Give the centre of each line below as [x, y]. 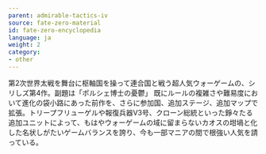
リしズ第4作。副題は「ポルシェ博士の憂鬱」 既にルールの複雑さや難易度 [126, 92]
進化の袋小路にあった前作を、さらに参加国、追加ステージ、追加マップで [140, 103]
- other [21, 60]
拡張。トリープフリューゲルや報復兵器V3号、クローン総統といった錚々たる [131, 112]
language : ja [30, 38]
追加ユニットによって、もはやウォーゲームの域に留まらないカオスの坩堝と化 [133, 122]
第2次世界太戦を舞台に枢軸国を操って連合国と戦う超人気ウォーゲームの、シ [132, 83]
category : [25, 52]
